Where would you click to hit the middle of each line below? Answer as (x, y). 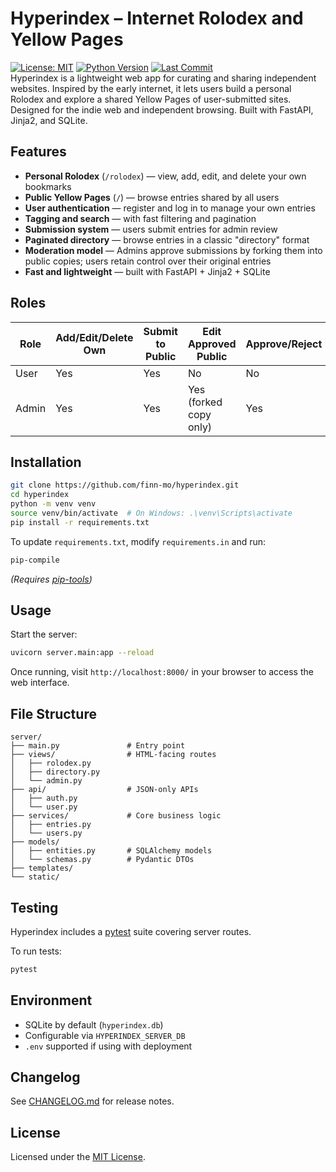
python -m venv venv (53, 504)
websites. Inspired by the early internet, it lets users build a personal (151, 88)
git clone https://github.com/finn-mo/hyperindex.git (125, 485)
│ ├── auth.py (44, 798)
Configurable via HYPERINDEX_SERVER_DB (105, 1035)
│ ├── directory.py (55, 772)
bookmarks (48, 186)
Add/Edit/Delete (94, 337)
